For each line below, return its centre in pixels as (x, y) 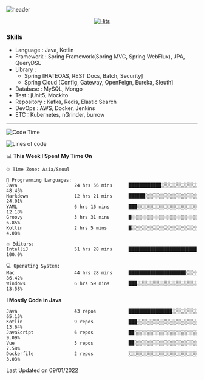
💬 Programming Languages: (39, 180)
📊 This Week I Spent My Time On (49, 156)
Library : (25, 69)
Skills (15, 36)
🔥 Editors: (20, 244)
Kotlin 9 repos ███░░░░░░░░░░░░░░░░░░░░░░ (102, 322)
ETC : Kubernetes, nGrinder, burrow (60, 115)
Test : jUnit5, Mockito (42, 95)
